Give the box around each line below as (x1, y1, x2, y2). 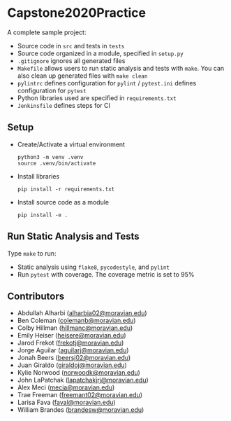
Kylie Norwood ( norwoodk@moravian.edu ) (17, 368, 141, 377)
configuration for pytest (17, 86, 87, 95)
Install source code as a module (17, 198, 110, 206)
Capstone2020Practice (7, 5, 147, 21)
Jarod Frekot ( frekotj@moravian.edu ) (17, 338, 124, 347)
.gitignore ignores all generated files (17, 56, 126, 64)
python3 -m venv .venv (17, 153, 84, 160)
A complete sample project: (7, 28, 87, 36)
